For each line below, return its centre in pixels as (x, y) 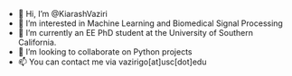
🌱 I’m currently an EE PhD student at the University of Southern (136, 33)
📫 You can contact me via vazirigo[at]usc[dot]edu (112, 62)
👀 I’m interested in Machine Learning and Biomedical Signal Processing (150, 23)
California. (37, 42)
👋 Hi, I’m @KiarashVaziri (63, 14)
